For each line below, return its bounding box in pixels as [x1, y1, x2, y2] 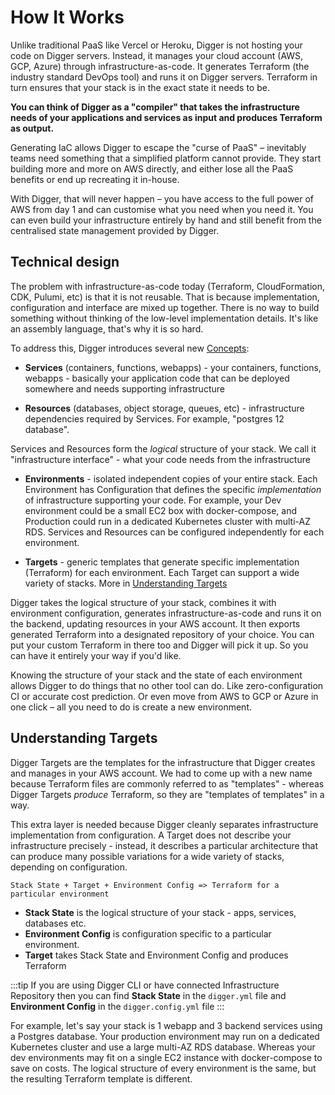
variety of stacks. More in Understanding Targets [24, 577, 228, 589]
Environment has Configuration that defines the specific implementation [24, 483, 322, 495]
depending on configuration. [10, 861, 128, 873]
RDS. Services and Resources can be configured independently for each [24, 526, 325, 538]
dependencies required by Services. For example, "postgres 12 [24, 412, 285, 425]
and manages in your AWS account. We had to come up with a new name [10, 767, 313, 779]
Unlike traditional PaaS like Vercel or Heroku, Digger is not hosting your [10, 39, 303, 51]
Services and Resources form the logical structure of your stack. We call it [10, 442, 317, 455]
